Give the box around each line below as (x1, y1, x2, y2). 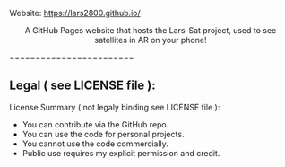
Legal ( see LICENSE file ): (9, 78, 157, 93)
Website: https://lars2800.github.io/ (9, 8, 141, 18)
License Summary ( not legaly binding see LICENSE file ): (9, 101, 220, 112)
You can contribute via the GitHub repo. (22, 119, 169, 129)
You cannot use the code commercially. (22, 138, 168, 149)
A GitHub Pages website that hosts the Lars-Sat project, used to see (24, 25, 277, 35)
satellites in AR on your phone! (94, 35, 207, 45)
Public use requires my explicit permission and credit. (22, 147, 220, 158)
